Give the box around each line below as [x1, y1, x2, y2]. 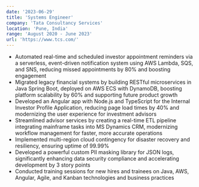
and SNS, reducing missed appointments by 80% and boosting [14, 66, 171, 73]
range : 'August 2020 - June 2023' [6, 31, 93, 37]
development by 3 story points [14, 161, 91, 168]
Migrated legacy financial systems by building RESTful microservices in [14, 79, 192, 86]
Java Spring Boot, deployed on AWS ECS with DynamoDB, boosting [14, 85, 182, 92]
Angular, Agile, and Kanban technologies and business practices [14, 174, 174, 181]
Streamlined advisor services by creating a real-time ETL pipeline [14, 117, 177, 123]
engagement [14, 73, 47, 79]
